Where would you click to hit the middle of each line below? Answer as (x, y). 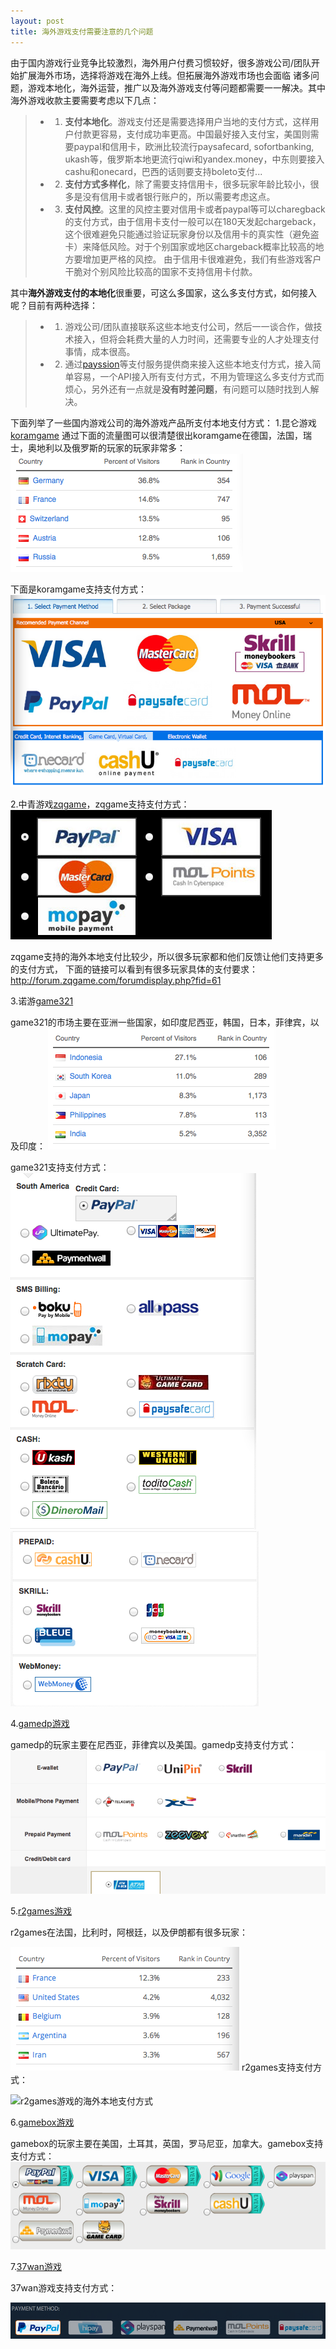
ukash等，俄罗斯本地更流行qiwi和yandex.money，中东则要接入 (194, 159)
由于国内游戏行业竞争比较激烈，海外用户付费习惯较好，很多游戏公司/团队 (161, 62)
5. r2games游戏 (41, 1911)
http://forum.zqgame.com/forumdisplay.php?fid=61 (116, 980)
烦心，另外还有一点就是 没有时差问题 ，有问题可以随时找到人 (187, 389)
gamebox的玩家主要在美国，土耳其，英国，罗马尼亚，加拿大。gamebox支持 (167, 2143)
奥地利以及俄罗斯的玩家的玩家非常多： (106, 447)
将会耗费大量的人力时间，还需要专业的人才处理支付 (214, 339)
